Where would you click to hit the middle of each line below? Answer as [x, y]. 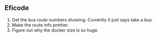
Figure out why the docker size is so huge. [55, 30]
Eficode [17, 8]
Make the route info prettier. [40, 25]
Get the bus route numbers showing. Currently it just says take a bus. [82, 19]
